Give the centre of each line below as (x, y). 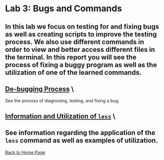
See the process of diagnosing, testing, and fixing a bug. (62, 101)
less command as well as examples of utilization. (82, 141)
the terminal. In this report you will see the (71, 57)
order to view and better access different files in (80, 49)
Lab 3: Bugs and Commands (64, 9)
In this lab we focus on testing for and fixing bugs (82, 27)
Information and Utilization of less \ (60, 116)
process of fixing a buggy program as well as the (81, 65)
